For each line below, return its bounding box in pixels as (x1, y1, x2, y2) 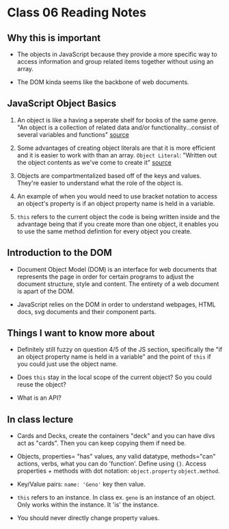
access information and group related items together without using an (16, 57, 214, 66)
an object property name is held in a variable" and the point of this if (16, 352, 211, 361)
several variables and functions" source (16, 130, 130, 138)
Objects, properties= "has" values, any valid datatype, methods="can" (16, 452, 216, 461)
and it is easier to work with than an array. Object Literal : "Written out (16, 151, 217, 159)
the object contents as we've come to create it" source (16, 158, 172, 166)
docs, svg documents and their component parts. (16, 307, 157, 315)
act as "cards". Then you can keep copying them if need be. (16, 439, 187, 448)
